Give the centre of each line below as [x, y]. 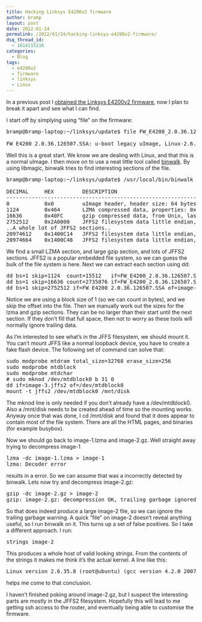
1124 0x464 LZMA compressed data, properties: [97, 210]
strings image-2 [30, 542]
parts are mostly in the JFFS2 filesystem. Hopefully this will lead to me [93, 601]
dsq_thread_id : [25, 40]
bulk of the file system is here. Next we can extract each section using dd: [98, 264]
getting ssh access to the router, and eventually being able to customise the [100, 607]
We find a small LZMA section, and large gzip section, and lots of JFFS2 [95, 252]
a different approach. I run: [39, 530]
